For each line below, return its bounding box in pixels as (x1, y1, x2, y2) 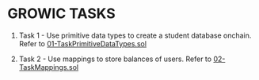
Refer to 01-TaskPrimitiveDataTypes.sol (18, 38, 147, 48)
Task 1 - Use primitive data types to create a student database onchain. (18, 31, 252, 40)
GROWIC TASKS (7, 5, 116, 23)
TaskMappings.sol (18, 62, 79, 71)
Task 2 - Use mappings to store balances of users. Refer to (18, 54, 211, 64)
